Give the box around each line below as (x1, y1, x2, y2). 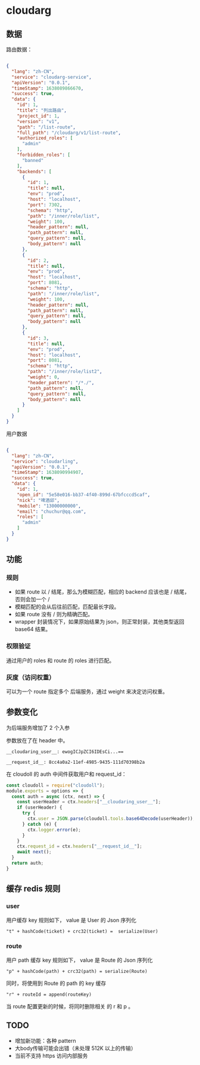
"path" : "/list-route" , (17, 124, 76, 130)
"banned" (21, 157, 44, 163)
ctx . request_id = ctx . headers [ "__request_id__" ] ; (17, 843, 143, 849)
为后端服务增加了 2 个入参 (6, 724, 70, 731)
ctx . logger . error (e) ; (27, 827, 82, 833)
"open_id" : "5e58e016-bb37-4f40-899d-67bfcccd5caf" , (17, 491, 151, 498)
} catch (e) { (21, 821, 58, 827)
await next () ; (17, 849, 52, 855)
